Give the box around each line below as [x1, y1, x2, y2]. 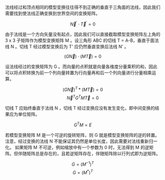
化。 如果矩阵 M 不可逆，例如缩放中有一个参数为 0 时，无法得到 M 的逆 [5, 144, 149, 150]
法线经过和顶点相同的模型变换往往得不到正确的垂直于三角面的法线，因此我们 [5, 4, 161, 10]
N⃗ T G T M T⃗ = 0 [66, 94, 99, 101]
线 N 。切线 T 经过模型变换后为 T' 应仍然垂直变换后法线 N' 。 [5, 43, 129, 49]
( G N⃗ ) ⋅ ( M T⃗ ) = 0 [64, 53, 102, 59]
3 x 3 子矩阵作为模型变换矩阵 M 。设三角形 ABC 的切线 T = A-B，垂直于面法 [5, 37, 159, 43]
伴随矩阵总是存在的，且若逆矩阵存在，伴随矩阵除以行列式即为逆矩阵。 [18, 150, 161, 156]
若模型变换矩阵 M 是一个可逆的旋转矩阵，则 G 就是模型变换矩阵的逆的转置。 [5, 132, 160, 138]
